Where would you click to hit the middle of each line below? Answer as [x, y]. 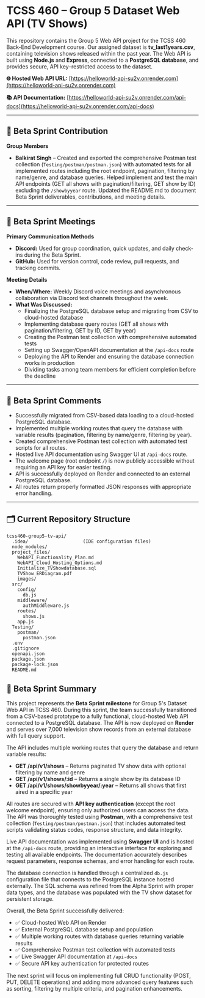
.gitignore [26, 648]
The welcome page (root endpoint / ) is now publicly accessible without [105, 461]
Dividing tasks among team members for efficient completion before [110, 369]
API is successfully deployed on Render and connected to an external [103, 474]
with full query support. [36, 736]
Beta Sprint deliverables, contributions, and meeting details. [90, 197]
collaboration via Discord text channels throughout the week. [92, 298]
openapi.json [28, 654]
